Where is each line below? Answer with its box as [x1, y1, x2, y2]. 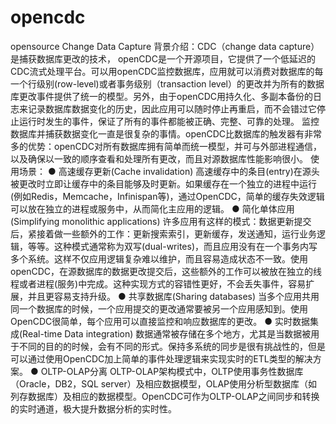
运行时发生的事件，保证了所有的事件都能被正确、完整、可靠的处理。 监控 [18, 115, 320, 127]
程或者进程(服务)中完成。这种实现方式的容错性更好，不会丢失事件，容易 [10, 277, 307, 290]
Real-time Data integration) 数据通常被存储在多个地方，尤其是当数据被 [22, 327, 312, 340]
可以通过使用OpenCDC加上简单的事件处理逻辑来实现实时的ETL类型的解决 [10, 352, 313, 365]
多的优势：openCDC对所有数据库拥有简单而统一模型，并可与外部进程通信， [10, 140, 322, 152]
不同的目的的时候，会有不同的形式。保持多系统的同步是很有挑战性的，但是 [18, 340, 326, 352]
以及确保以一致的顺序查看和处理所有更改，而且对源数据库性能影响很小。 [10, 152, 308, 165]
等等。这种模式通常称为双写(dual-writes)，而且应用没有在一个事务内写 [27, 240, 318, 252]
